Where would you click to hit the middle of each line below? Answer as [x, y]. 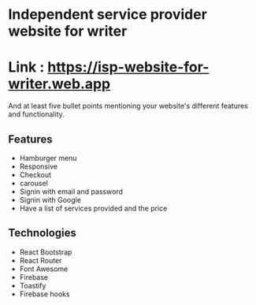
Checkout [35, 174]
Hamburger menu [48, 158]
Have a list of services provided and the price [93, 208]
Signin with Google [50, 199]
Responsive [38, 166]
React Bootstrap [46, 252]
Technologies [43, 233]
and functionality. [36, 114]
